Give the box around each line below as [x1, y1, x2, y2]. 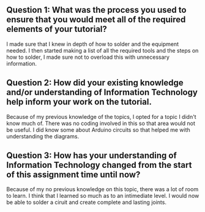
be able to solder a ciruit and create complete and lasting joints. [6, 199, 167, 206]
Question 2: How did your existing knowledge [6, 78, 184, 88]
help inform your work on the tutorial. [6, 97, 152, 107]
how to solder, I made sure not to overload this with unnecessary [6, 53, 170, 61]
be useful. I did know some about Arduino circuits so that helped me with [6, 126, 191, 134]
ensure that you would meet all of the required [6, 15, 186, 25]
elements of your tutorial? [6, 24, 107, 34]
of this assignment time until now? [6, 170, 141, 180]
